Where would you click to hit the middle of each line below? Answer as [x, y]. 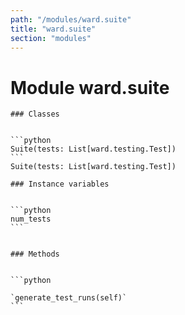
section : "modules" [51, 38]
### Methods [35, 254]
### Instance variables [60, 184]
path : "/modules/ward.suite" [71, 19]
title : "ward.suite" [53, 29]
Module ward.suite [90, 87]
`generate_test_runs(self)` [69, 298]
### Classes [35, 114]
